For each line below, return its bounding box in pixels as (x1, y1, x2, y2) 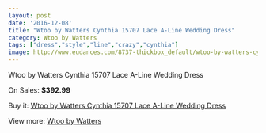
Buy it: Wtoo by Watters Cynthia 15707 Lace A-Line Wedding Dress (8, 101, 226, 110)
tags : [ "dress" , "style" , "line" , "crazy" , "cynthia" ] (8, 41, 179, 49)
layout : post (8, 11, 51, 20)
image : (8, 48, 30, 56)
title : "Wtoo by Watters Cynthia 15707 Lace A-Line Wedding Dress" (8, 26, 236, 34)
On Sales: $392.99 (8, 85, 71, 95)
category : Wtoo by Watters (8, 33, 97, 42)
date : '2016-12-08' (8, 19, 73, 27)
